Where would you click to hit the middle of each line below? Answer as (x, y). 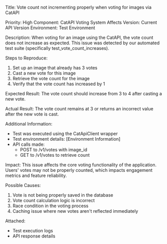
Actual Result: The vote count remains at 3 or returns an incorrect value (79, 109)
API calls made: (29, 144)
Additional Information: (29, 124)
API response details (34, 236)
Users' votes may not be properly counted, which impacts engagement (79, 170)
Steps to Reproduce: (26, 58)
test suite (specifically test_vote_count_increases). (57, 48)
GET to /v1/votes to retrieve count (55, 155)
